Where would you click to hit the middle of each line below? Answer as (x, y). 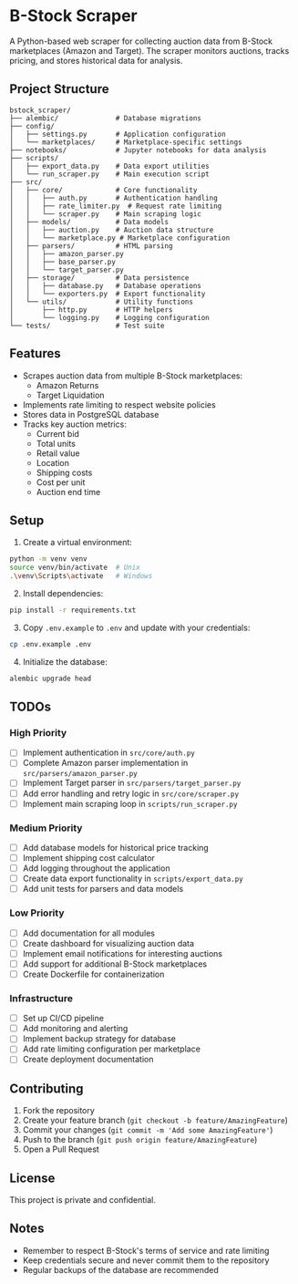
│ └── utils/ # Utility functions (102, 302)
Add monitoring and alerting (75, 1029)
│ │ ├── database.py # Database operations (106, 285)
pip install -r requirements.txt (73, 610)
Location (53, 462)
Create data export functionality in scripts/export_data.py (133, 879)
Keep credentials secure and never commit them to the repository (146, 1260)
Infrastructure (41, 998)
